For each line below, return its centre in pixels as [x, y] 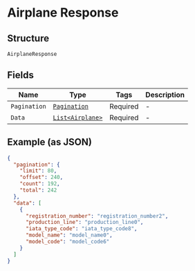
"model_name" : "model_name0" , [69, 235]
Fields [21, 75]
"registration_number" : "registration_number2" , [97, 216]
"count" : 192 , [40, 184]
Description [165, 95]
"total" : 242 [38, 190]
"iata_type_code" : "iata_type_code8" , [81, 229]
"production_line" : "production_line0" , [84, 223]
